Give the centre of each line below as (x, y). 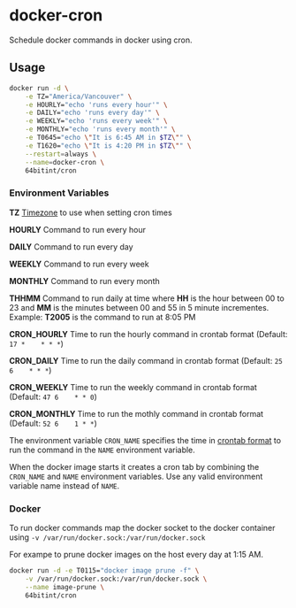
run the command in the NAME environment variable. (102, 450)
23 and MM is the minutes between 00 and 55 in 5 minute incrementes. (139, 307)
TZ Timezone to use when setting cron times (91, 212)
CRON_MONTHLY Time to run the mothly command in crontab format (136, 413)
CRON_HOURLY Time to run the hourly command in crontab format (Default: (148, 334)
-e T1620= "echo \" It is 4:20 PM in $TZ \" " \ (108, 146)
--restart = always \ (61, 154)
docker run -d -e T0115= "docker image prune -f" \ (104, 570)
